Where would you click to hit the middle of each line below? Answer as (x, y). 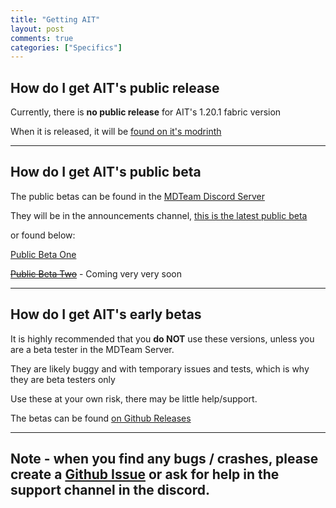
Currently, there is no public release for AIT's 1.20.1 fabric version (146, 112)
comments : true (42, 38)
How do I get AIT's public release (115, 87)
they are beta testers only (63, 379)
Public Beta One (43, 254)
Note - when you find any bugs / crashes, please (164, 459)
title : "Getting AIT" (55, 19)
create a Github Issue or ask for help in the (145, 474)
